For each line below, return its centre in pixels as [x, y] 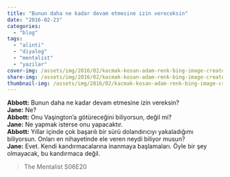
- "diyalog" [30, 52]
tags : [15, 39]
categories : [24, 26]
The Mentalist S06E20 [55, 167]
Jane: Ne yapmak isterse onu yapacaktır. [65, 124]
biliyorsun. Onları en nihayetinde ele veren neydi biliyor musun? [96, 139]
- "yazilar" [30, 64]
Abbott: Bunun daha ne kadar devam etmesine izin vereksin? [93, 103]
